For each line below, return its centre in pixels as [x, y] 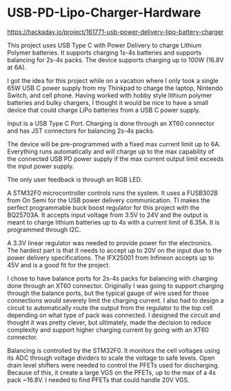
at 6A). [17, 67]
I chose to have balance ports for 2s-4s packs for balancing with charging [112, 278]
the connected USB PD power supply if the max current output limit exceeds [115, 159]
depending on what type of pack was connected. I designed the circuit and [114, 315]
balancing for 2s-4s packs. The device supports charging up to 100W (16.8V [115, 59]
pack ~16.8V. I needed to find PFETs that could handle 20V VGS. [98, 380]
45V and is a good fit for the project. [59, 265]
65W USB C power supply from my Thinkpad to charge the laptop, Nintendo [115, 88]
